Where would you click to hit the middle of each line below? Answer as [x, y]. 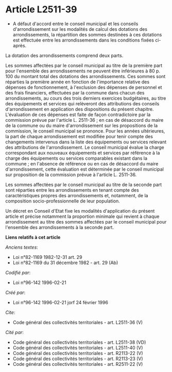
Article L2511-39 [41, 10]
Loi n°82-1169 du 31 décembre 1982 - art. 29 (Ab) [65, 263]
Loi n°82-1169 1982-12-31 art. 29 [47, 257]
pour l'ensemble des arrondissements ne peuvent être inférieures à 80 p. [83, 71]
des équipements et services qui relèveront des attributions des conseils [82, 103]
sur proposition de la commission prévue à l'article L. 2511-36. [71, 174]
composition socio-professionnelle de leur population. [63, 201]
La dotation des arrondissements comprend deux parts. [64, 55]
